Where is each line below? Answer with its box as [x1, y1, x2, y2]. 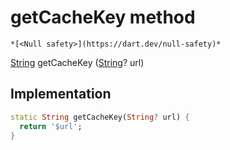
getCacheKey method [10, 6, 196, 29]
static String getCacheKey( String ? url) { [10, 112, 190, 122]
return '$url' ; [19, 121, 83, 131]
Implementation [10, 86, 112, 103]
